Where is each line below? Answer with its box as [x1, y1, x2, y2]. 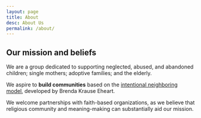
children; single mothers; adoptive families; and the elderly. [6, 70, 153, 77]
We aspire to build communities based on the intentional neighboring [6, 81, 178, 88]
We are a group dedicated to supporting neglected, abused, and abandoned [6, 63, 194, 70]
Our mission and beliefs [6, 47, 97, 57]
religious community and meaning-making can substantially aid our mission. [6, 105, 194, 113]
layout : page [6, 8, 39, 15]
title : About [6, 14, 39, 20]
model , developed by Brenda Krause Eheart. [6, 88, 115, 95]
